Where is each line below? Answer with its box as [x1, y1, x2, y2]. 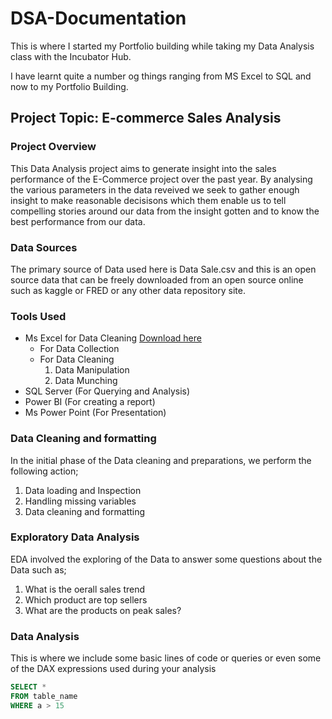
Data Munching [54, 375, 118, 387]
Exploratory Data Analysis [10, 530, 140, 544]
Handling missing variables [24, 495, 137, 507]
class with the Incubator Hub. [10, 50, 132, 62]
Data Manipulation [54, 364, 130, 376]
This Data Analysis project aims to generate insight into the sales [10, 162, 277, 174]
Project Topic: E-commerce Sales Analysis [10, 110, 282, 127]
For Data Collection [39, 343, 120, 355]
